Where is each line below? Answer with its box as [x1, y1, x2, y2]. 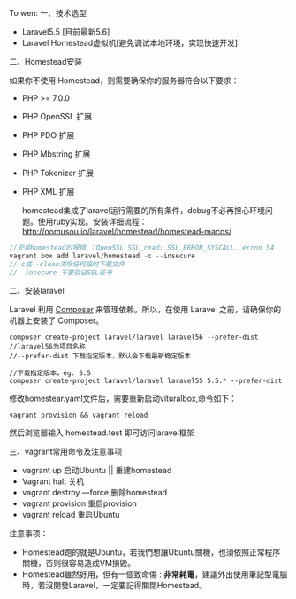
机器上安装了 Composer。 [9, 315, 104, 326]
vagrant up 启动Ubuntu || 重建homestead [21, 465, 172, 475]
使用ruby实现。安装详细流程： [37, 216, 148, 227]
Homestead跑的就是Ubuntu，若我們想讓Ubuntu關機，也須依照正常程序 [21, 547, 281, 557]
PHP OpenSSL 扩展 [21, 111, 93, 121]
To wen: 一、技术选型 [9, 8, 87, 18]
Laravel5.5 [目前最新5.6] [21, 27, 110, 37]
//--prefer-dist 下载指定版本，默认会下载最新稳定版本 [9, 351, 192, 360]
